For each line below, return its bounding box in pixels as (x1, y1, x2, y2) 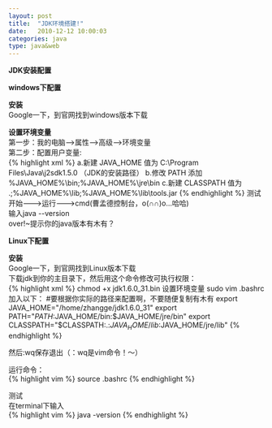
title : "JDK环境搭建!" (8, 19, 84, 28)
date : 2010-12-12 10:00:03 (8, 27, 107, 35)
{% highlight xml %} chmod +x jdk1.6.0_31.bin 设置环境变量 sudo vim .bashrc (8, 283, 265, 293)
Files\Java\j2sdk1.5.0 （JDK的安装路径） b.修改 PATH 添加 (8, 168, 203, 178)
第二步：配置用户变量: (8, 148, 83, 158)
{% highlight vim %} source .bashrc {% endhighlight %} (8, 374, 195, 383)
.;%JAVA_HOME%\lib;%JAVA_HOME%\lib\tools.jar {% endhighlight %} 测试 (8, 188, 261, 198)
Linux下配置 (8, 236, 50, 246)
